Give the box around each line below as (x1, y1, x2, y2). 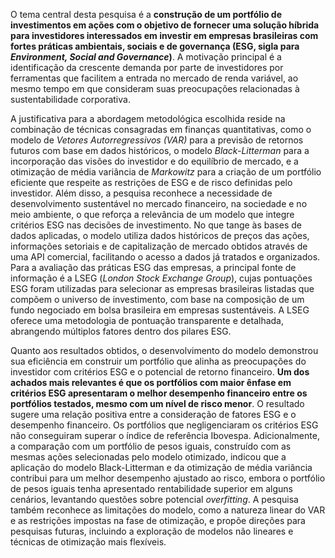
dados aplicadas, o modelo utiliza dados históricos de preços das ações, (10, 230, 310, 241)
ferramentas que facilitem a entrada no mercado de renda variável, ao (10, 72, 299, 84)
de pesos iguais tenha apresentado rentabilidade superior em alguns (10, 483, 293, 494)
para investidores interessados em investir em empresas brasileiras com (10, 30, 319, 41)
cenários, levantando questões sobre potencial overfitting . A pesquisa (10, 494, 299, 505)
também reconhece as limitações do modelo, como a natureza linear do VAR (10, 504, 326, 516)
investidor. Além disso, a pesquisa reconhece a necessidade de (10, 187, 273, 199)
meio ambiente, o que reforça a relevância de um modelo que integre (10, 209, 295, 220)
